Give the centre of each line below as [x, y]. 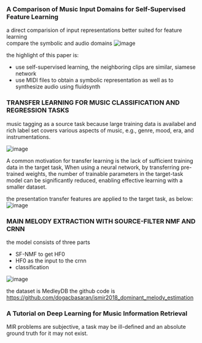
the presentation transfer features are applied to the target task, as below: [100, 199]
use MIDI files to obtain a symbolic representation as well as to [94, 80]
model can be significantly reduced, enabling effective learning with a [95, 180]
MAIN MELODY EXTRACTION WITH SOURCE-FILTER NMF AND [101, 221]
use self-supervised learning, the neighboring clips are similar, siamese [106, 67]
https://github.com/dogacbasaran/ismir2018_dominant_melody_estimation [100, 298]
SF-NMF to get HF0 [40, 254]
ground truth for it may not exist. [47, 333]
